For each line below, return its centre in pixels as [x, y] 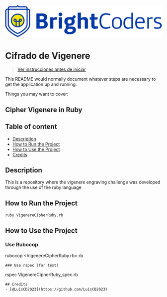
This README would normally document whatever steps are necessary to [81, 79]
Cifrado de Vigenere [48, 56]
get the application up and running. [41, 84]
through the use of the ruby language [43, 187]
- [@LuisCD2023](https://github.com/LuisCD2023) [56, 289]
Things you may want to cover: [37, 94]
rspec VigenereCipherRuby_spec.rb [42, 275]
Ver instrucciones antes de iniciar [51, 69]
